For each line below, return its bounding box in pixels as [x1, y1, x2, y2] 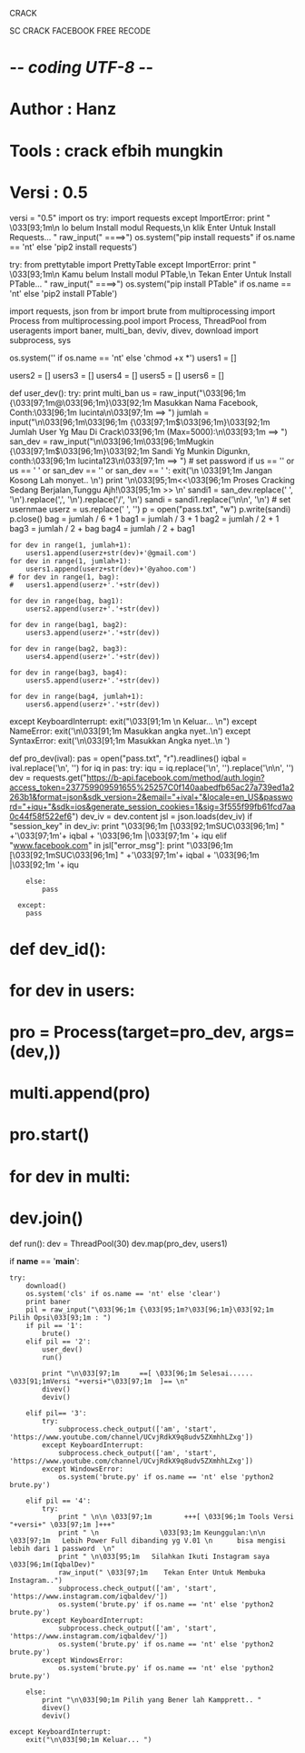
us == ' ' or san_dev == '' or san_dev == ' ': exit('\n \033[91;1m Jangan [9, 464, 273, 476]
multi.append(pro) [9, 1083, 152, 1104]
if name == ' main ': [9, 1255, 80, 1266]
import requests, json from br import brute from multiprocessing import [9, 305, 276, 317]
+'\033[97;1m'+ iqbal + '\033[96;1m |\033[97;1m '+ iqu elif [9, 830, 227, 841]
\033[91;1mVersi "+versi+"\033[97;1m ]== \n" [9, 1376, 189, 1386]
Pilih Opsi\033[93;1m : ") [9, 1312, 112, 1322]
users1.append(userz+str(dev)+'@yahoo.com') [25, 564, 197, 573]
